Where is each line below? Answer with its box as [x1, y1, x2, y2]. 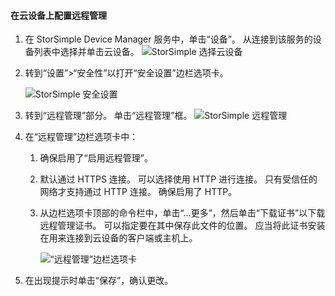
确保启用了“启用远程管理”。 [39, 152, 153, 164]
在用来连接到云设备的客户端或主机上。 [39, 232, 198, 244]
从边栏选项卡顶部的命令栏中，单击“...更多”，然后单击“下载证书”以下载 [39, 207, 326, 219]
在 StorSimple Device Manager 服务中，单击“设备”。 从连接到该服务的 [24, 33, 313, 45]
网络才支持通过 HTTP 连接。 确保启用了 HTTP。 [39, 186, 238, 198]
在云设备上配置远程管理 [10, 9, 107, 21]
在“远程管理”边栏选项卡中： [24, 131, 139, 143]
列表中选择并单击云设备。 [33, 46, 140, 58]
